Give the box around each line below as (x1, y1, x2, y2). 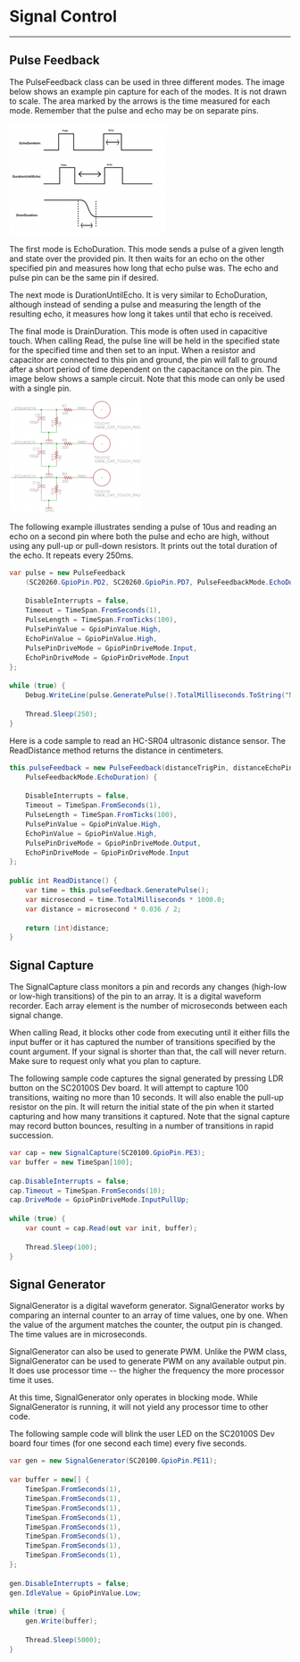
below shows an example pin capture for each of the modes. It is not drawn (9, 86, 287, 97)
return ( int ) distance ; (25, 924, 110, 932)
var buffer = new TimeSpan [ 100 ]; (9, 1158, 134, 1167)
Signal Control (9, 6, 118, 27)
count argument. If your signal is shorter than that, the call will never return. (9, 1046, 287, 1057)
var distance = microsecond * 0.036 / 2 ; (25, 905, 181, 914)
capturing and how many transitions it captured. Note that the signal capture (9, 1111, 290, 1122)
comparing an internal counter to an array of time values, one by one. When (9, 1310, 288, 1320)
